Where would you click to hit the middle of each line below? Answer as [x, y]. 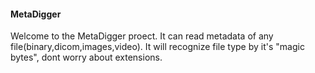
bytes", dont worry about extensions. [86, 57]
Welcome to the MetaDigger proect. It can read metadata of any [142, 36]
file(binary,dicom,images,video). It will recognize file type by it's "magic [157, 47]
